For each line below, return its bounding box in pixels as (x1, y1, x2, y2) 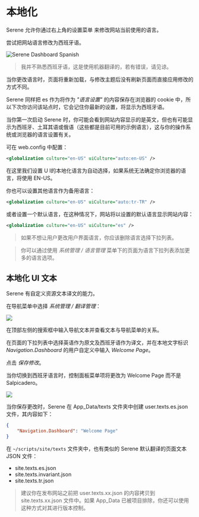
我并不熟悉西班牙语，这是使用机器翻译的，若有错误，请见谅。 (20, 63, 172, 70)
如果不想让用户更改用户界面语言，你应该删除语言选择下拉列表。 (20, 233, 177, 241)
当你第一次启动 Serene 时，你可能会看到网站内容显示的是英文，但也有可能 (6, 116, 188, 123)
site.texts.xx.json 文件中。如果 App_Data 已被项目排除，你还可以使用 (20, 497, 189, 504)
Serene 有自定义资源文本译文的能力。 (6, 290, 98, 297)
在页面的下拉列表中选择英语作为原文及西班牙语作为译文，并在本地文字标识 (6, 339, 188, 346)
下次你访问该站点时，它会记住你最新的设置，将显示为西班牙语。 (11, 103, 168, 110)
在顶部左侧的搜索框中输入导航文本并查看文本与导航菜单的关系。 (6, 326, 162, 334)
